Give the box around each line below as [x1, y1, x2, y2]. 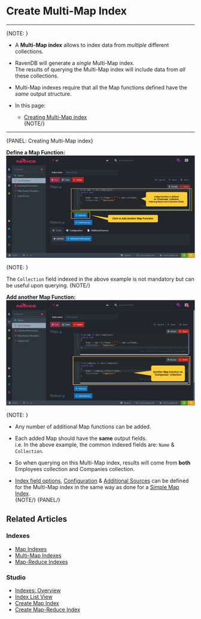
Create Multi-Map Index [6, 4, 127, 18]
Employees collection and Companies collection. [14, 466, 135, 473]
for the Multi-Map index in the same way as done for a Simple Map [14, 484, 179, 491]
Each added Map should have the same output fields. [14, 435, 147, 442]
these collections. [14, 72, 59, 79]
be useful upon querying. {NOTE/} [6, 282, 91, 289]
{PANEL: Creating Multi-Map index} [6, 137, 94, 144]
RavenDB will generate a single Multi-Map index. [14, 59, 135, 67]
